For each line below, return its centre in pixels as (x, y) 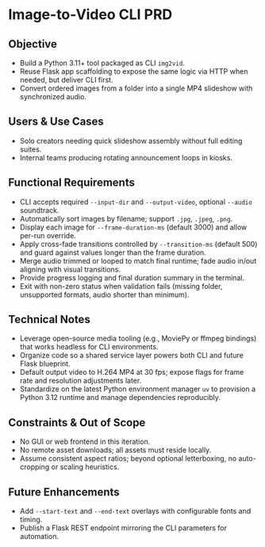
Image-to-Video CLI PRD (90, 15)
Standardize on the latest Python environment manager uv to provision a (138, 389)
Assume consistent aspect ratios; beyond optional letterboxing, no (128, 459)
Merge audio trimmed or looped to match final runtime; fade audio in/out (138, 260)
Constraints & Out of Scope (77, 422)
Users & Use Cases (56, 122)
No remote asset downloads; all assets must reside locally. (115, 450)
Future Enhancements (64, 492)
